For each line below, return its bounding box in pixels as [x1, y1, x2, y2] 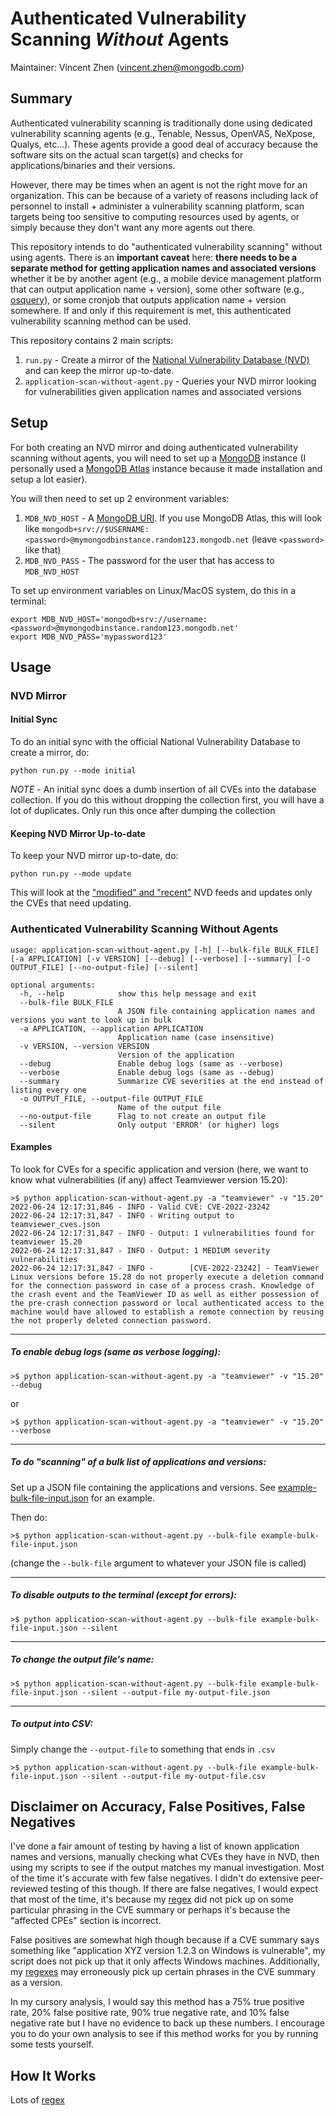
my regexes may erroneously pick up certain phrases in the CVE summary [10, 1966, 317, 1978]
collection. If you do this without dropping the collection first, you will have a [10, 794, 325, 806]
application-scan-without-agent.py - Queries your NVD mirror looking [24, 375, 317, 387]
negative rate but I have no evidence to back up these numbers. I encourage [10, 2017, 325, 2029]
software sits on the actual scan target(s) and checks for [10, 148, 244, 161]
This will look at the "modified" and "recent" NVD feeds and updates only [10, 887, 313, 899]
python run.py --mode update [10, 869, 132, 879]
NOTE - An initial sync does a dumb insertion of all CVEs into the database [10, 783, 317, 796]
